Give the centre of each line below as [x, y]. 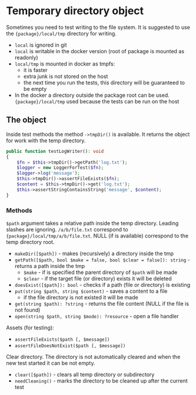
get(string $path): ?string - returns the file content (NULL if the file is [102, 303]
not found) [27, 310]
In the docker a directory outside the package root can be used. [92, 95]
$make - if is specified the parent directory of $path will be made [100, 272]
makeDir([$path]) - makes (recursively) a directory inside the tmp [94, 253]
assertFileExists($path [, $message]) [62, 339]
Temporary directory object [75, 11]
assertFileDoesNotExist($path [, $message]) [70, 346]
